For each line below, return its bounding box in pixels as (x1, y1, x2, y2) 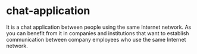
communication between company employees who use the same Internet (6, 36, 186, 43)
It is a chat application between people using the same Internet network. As (6, 23, 192, 31)
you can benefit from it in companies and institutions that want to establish (6, 29, 189, 36)
